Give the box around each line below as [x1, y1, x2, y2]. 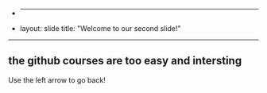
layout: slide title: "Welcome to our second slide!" [19, 24, 181, 33]
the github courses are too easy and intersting [8, 54, 242, 68]
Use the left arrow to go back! [8, 75, 106, 84]
